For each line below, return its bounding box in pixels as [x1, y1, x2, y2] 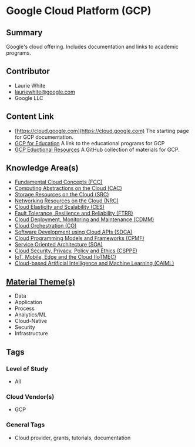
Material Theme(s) [6, 276, 75, 286]
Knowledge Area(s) [6, 163, 79, 173]
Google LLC [14, 94, 43, 101]
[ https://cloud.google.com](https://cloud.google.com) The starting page [14, 127, 189, 134]
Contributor [6, 66, 50, 76]
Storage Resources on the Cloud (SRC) [14, 191, 109, 198]
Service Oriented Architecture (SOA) [14, 241, 103, 248]
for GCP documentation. [14, 134, 73, 141]
